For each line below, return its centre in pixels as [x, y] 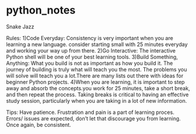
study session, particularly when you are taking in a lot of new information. [97, 100]
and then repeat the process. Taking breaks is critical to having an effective [97, 94]
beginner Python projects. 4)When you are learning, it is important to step [96, 82]
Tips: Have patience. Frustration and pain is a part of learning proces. [90, 112]
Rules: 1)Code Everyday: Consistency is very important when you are [90, 38]
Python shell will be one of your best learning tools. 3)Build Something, [92, 57]
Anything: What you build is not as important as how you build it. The [89, 63]
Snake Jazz [20, 27]
